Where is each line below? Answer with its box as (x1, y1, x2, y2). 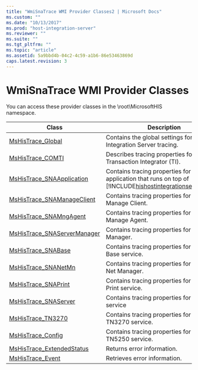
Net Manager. (105, 267, 144, 275)
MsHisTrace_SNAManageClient (9, 196, 95, 204)
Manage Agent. (105, 216, 148, 225)
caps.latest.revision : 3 (6, 58, 67, 64)
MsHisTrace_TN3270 (9, 314, 68, 323)
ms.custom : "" (6, 14, 41, 20)
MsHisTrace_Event (9, 354, 61, 362)
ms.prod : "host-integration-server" (6, 25, 96, 31)
